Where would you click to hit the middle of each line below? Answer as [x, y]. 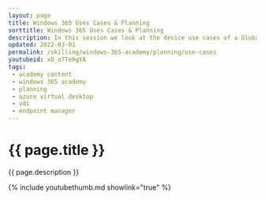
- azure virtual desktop [52, 96]
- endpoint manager [44, 111]
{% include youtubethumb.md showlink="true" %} [90, 187]
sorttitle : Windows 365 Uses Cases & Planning [86, 30]
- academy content [42, 74]
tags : [17, 67]
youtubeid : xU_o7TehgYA [47, 60]
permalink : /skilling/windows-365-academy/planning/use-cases [112, 52]
